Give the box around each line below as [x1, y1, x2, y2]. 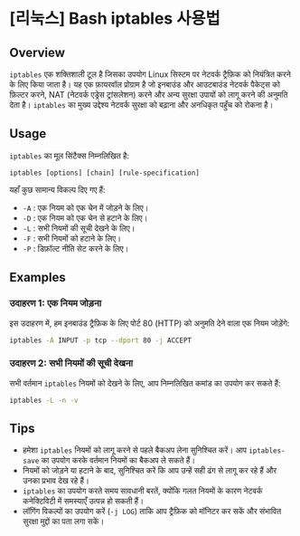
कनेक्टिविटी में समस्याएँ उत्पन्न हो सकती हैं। [22, 495, 145, 507]
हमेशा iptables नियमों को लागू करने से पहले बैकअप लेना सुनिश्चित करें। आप [22, 445, 247, 455]
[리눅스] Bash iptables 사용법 [9, 8, 220, 29]
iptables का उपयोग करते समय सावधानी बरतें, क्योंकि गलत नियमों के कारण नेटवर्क [22, 485, 263, 496]
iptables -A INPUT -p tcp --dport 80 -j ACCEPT [9, 336, 192, 345]
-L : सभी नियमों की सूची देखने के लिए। [22, 223, 136, 234]
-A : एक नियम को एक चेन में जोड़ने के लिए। [22, 202, 149, 213]
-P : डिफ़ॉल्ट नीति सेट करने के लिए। [22, 243, 129, 254]
